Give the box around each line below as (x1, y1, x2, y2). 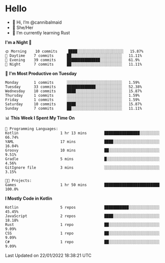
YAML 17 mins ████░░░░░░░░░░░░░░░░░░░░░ (5, 139, 160, 144)
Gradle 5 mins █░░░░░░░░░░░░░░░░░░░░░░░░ (5, 156, 160, 161)
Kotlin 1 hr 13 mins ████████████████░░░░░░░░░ (5, 130, 160, 136)
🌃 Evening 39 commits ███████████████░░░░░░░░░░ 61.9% (5, 57, 140, 62)
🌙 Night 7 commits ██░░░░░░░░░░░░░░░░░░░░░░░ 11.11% (5, 62, 142, 67)
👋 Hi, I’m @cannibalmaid (12, 19, 62, 25)
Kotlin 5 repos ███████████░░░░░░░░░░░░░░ (5, 205, 160, 210)
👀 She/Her (12, 24, 33, 30)
